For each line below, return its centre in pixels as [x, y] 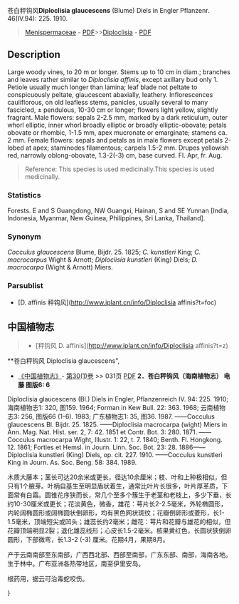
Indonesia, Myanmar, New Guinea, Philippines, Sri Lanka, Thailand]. [106, 218]
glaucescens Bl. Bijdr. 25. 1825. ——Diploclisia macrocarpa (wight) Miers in [117, 424]
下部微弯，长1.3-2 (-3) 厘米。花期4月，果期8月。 [97, 539]
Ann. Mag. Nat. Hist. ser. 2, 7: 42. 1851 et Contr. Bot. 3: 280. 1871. [102, 432]
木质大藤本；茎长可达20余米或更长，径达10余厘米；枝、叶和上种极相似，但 [117, 477]
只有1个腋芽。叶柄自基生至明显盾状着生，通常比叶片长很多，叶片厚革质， [115, 486]
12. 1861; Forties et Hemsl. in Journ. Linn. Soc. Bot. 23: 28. [92, 447]
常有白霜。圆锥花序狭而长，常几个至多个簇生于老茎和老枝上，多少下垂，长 [122, 495]
